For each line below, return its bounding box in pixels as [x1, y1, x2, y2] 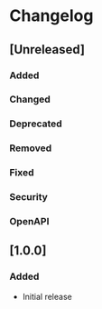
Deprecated [9, 117, 63, 130]
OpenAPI [9, 215, 50, 228]
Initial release [22, 291, 72, 302]
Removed [9, 142, 52, 154]
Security [9, 191, 48, 204]
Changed [9, 93, 51, 105]
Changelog [9, 5, 94, 26]
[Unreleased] [9, 42, 86, 57]
